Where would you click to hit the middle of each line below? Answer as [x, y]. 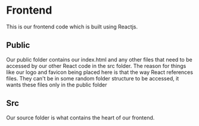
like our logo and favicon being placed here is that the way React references [100, 72]
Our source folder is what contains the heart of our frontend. [80, 117]
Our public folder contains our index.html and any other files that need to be [99, 59]
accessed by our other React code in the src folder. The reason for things [96, 66]
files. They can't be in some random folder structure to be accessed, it [93, 78]
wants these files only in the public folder [57, 85]
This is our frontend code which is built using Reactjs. [72, 27]
